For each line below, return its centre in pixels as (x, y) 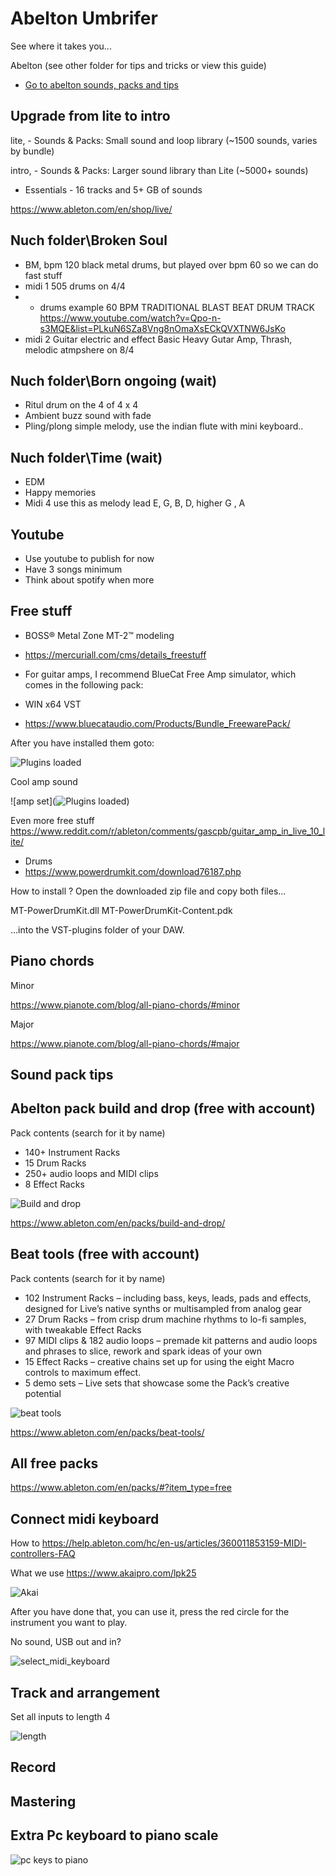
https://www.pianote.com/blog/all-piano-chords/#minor (125, 1004)
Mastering (43, 1801)
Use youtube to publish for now (89, 558)
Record (33, 1767)
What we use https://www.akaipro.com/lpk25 (103, 1573)
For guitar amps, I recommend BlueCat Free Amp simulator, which (160, 674)
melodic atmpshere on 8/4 (79, 349)
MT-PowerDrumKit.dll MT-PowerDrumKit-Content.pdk (121, 910)
